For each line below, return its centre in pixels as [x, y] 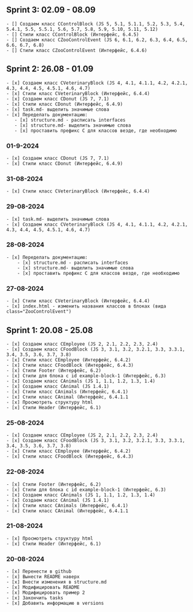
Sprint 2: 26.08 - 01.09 [50, 69]
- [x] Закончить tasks [35, 598]
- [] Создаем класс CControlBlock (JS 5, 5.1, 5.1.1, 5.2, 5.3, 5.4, [96, 24]
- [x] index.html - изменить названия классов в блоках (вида [86, 306]
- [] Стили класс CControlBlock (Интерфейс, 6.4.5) [73, 35]
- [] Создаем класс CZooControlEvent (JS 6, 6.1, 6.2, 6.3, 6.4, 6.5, [97, 40]
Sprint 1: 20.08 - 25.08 [50, 330]
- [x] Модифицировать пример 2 [46, 593]
